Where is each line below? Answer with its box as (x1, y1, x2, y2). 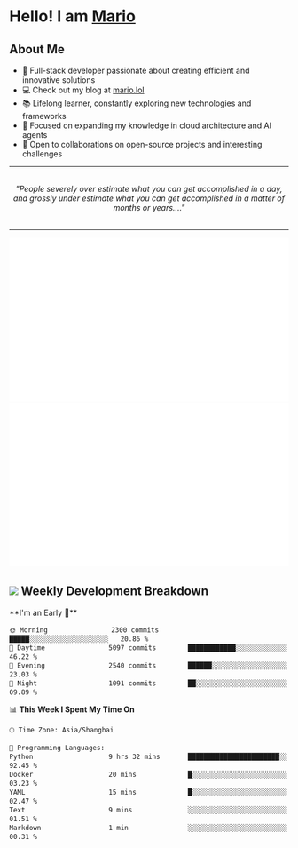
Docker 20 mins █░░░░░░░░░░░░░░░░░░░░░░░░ (9, 770, 288, 779)
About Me (9, 42, 65, 57)
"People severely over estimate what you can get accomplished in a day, (15, 184, 283, 194)
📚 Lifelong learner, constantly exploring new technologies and (21, 98, 252, 108)
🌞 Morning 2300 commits (9, 625, 160, 635)
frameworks (21, 111, 67, 121)
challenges (21, 148, 63, 159)
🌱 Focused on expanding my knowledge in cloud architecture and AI (21, 120, 272, 131)
